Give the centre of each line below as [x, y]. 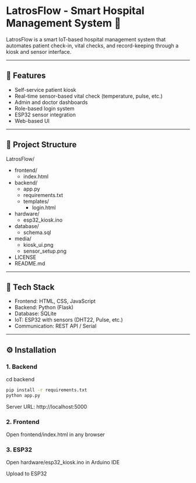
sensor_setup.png [45, 251]
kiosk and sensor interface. [39, 51]
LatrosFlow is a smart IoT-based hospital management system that [86, 39]
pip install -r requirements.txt [47, 390]
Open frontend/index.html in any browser [55, 434]
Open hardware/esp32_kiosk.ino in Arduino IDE [63, 463]
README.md [30, 263]
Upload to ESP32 [27, 474]
